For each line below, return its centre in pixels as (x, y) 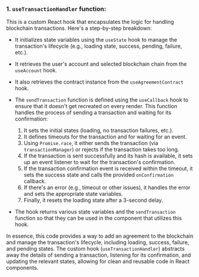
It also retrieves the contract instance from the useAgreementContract (99, 82)
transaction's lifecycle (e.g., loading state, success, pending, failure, (98, 46)
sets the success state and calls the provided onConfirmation (99, 175)
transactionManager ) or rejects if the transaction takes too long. (102, 150)
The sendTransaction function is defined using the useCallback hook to (102, 100)
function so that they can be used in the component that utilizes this (98, 218)
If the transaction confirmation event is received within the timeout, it (108, 168)
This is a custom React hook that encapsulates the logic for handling (90, 22)
